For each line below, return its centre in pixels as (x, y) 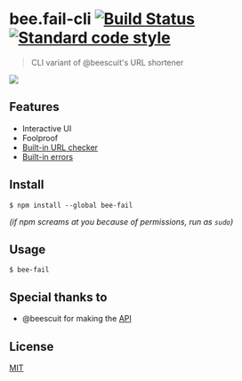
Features (34, 107)
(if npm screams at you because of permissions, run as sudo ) (121, 221)
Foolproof (40, 138)
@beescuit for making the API (77, 319)
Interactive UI (47, 128)
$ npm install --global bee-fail (71, 205)
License (32, 346)
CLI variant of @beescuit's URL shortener (107, 62)
